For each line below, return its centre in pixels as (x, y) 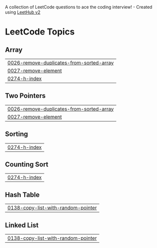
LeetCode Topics (40, 32)
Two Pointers (25, 96)
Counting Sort (27, 165)
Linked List (22, 225)
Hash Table (22, 195)
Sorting (16, 134)
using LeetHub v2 (23, 12)
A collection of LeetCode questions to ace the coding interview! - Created (79, 7)
